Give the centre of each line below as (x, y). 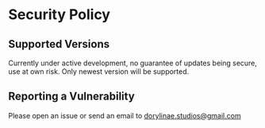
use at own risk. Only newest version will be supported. (99, 72)
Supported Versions (59, 44)
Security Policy (60, 15)
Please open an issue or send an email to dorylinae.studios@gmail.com (125, 115)
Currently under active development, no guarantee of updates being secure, (133, 63)
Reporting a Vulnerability (71, 97)
